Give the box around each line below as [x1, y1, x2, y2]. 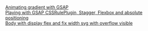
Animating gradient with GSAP [5, 4, 69, 10]
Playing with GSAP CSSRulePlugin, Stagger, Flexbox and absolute [5, 9, 143, 15]
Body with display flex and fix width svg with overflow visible [5, 20, 133, 26]
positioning [5, 15, 29, 20]
